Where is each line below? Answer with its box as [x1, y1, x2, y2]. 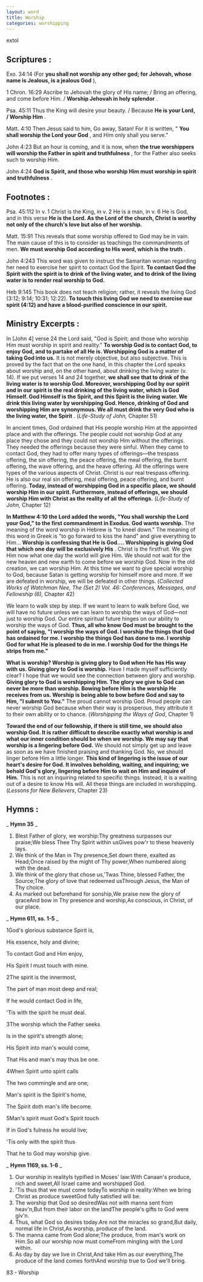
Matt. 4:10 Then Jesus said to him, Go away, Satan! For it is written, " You [6, 125, 190, 132]
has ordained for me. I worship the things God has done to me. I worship [6, 634, 191, 642]
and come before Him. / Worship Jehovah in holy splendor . [6, 95, 158, 102]
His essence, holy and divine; [6, 938, 80, 945]
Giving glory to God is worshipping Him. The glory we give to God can [6, 678, 185, 685]
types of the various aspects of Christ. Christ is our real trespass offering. [6, 469, 190, 476]
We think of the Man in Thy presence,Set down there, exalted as [15, 851, 176, 859]
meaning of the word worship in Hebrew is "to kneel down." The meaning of [6, 526, 196, 533]
